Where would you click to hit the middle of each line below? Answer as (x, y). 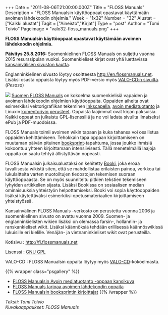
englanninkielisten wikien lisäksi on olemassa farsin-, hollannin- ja (74, 221)
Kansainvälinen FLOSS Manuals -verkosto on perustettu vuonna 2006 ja (80, 211)
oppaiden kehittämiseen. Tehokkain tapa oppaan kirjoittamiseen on (75, 138)
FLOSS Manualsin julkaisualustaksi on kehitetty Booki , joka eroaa (73, 163)
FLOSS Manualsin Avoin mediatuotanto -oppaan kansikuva (73, 281)
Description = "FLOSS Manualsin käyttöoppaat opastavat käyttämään (77, 13)
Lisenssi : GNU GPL (25, 252)
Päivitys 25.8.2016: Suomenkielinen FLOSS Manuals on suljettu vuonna (80, 54)
